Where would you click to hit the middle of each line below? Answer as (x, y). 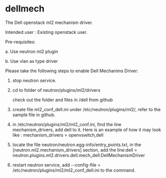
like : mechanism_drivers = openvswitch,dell (58, 135)
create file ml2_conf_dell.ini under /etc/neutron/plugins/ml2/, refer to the (86, 109)
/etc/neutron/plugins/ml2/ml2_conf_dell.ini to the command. (74, 170)
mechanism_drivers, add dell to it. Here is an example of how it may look (86, 130)
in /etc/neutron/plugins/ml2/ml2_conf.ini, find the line (67, 124)
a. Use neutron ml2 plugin (32, 51)
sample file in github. (34, 115)
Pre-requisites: (20, 42)
